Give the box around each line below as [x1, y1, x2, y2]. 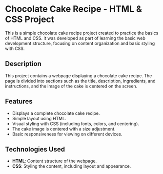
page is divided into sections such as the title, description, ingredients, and [5, 78, 156, 84]
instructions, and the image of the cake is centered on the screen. [5, 83, 138, 89]
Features [5, 97, 33, 106]
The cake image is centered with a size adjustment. [12, 126, 116, 131]
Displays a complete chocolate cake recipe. [12, 110, 100, 116]
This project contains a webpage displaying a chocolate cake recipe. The [5, 72, 152, 79]
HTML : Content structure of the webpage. [12, 158, 97, 164]
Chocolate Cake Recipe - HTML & [5, 3, 143, 15]
